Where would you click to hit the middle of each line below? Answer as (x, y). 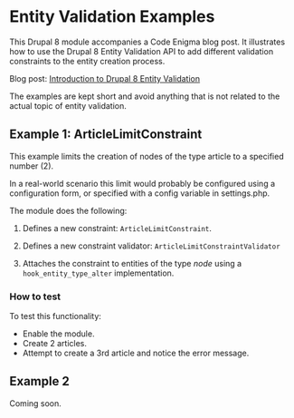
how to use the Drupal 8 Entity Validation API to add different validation (142, 51)
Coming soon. (35, 403)
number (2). (32, 166)
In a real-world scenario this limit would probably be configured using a (142, 183)
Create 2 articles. (55, 344)
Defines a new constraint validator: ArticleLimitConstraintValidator (151, 246)
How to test (35, 296)
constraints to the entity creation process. (87, 61)
